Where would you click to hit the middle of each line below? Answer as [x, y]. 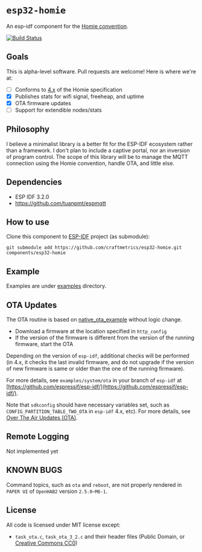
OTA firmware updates [43, 103]
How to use [28, 222]
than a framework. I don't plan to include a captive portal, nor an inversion [98, 150]
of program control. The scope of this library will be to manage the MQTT [97, 156]
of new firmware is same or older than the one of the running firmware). [96, 369]
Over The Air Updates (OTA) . [42, 418]
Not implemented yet [32, 451]
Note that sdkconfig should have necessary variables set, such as [88, 405]
